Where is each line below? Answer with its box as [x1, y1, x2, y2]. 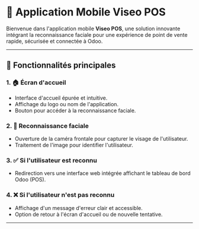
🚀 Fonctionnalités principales [6, 61, 116, 71]
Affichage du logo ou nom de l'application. [14, 100, 119, 107]
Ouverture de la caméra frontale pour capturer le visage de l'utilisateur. [14, 135, 188, 142]
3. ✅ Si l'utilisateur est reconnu [6, 156, 98, 164]
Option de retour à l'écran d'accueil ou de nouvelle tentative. [14, 211, 163, 218]
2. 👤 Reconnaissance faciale [6, 122, 89, 130]
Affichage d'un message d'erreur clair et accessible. [14, 204, 143, 211]
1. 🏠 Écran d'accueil [6, 78, 66, 87]
